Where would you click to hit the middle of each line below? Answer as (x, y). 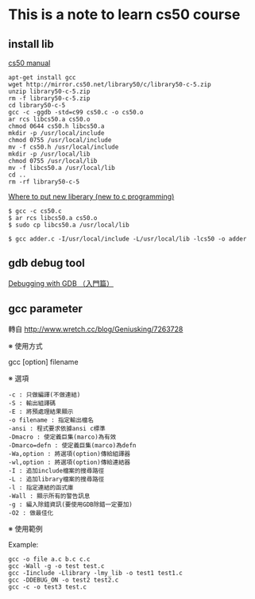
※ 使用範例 (25, 528)
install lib (31, 44)
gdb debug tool (46, 263)
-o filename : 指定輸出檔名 (51, 420)
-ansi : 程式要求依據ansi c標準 (57, 428)
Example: (23, 544)
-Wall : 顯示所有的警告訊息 (49, 496)
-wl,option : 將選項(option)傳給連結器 (70, 462)
